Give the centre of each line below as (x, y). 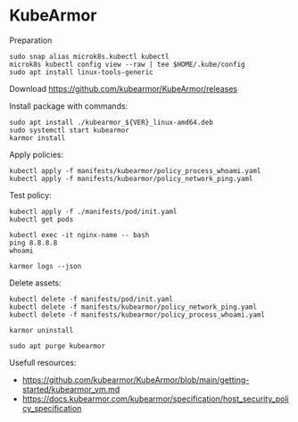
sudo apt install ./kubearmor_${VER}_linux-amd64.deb (112, 122)
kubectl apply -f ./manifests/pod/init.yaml (93, 211)
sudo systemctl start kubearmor (69, 130)
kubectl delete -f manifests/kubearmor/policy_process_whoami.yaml (137, 314)
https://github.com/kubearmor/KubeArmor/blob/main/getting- (136, 379)
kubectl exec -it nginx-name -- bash (79, 235)
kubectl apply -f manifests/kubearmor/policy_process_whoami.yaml (135, 170)
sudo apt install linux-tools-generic (81, 72)
